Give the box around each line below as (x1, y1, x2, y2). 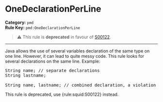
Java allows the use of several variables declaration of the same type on (5, 48, 150, 54)
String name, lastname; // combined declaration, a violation (5, 82, 156, 88)
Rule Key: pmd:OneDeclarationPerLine (5, 24, 80, 30)
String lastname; (5, 72, 46, 78)
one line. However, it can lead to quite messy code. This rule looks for (5, 53, 145, 59)
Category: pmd (5, 19, 34, 25)
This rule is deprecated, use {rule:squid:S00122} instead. (5, 91, 119, 97)
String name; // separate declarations (5, 68, 100, 73)
